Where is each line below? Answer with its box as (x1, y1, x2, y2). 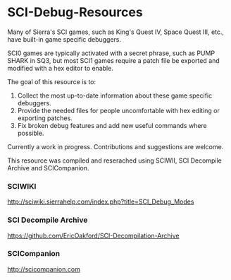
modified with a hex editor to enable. (7, 64, 114, 72)
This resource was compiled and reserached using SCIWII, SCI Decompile (7, 156, 222, 165)
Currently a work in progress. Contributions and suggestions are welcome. (7, 142, 224, 151)
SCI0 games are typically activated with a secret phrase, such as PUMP (7, 49, 216, 57)
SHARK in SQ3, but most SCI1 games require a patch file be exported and (7, 56, 220, 64)
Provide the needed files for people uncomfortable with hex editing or (17, 106, 220, 115)
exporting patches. (17, 114, 73, 122)
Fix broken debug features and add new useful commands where (17, 121, 208, 129)
